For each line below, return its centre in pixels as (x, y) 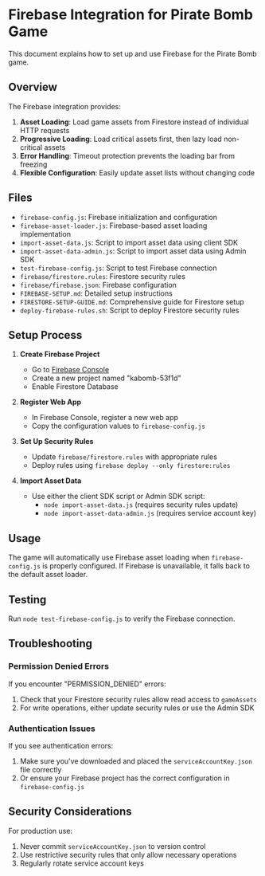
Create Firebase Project (60, 354)
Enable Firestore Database (75, 387)
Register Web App (51, 402)
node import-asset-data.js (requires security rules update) (141, 505)
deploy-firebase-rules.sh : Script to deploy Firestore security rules (129, 310)
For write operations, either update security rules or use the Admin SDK (137, 708)
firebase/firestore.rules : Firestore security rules (102, 276)
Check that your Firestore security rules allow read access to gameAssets (138, 699)
